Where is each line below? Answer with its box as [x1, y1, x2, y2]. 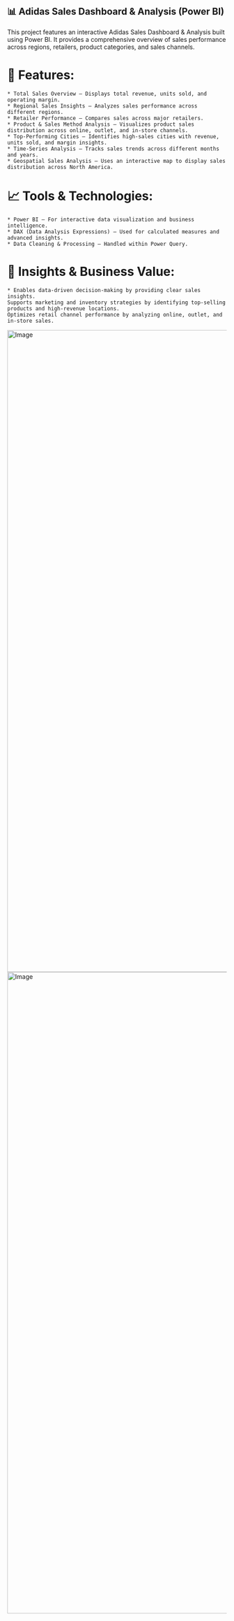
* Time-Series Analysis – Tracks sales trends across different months [7, 145, 219, 152]
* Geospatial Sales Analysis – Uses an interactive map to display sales [7, 157, 226, 164]
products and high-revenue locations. [7, 305, 120, 312]
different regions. [7, 108, 64, 115]
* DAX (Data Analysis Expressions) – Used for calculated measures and [7, 228, 219, 235]
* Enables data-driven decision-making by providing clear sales [7, 286, 201, 293]
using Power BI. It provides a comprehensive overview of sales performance [7, 35, 226, 43]
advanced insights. [7, 234, 64, 241]
